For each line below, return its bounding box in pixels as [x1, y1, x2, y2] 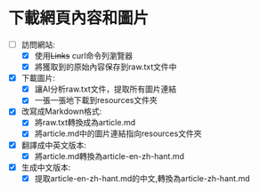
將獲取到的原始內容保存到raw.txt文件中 [34, 61, 177, 72]
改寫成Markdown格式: [20, 106, 102, 116]
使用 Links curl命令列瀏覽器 [34, 51, 134, 60]
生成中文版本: [20, 162, 71, 172]
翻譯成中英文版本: [20, 140, 86, 150]
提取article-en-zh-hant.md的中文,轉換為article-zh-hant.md [34, 172, 250, 183]
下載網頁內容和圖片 [8, 8, 150, 28]
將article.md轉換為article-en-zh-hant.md [34, 150, 184, 161]
